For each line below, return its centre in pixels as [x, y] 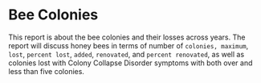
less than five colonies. [46, 71]
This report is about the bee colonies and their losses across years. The [127, 37]
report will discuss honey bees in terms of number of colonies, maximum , [128, 45]
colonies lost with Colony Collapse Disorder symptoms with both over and [130, 63]
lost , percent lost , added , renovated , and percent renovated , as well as [126, 54]
